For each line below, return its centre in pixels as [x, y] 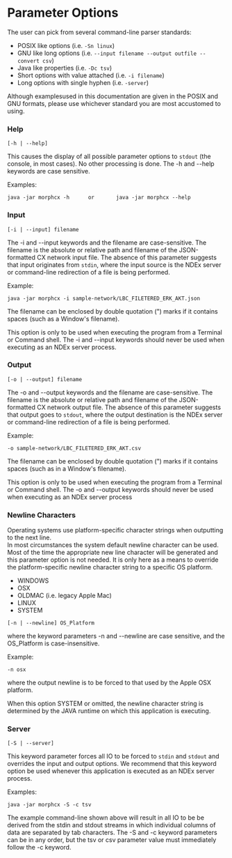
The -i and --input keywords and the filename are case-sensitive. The [107, 243]
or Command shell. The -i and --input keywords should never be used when [116, 339]
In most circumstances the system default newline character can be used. [113, 545]
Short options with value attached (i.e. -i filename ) [91, 75]
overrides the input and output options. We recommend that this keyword [112, 764]
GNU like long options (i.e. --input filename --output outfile [107, 53]
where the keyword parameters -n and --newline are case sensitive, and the [116, 636]
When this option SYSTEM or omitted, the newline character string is [105, 704]
